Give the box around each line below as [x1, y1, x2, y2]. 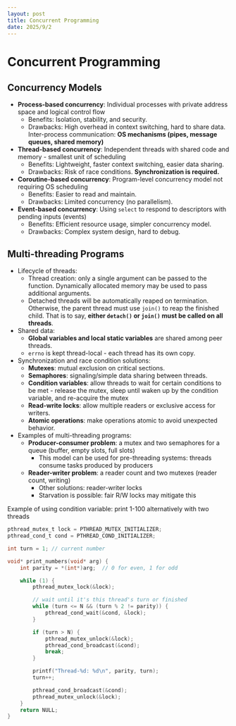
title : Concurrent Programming [7, 17, 99, 24]
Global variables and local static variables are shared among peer [27, 334, 223, 342]
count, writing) [27, 476, 71, 484]
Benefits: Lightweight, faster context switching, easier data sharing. [27, 160, 224, 169]
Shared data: [17, 327, 55, 335]
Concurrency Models [7, 82, 102, 94]
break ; [44, 649, 65, 656]
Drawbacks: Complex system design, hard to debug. [27, 227, 181, 236]
